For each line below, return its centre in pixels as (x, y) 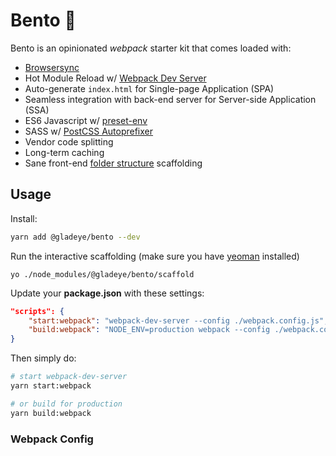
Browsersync (52, 67)
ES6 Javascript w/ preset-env (86, 120)
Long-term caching (64, 152)
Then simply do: (43, 358)
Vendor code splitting (69, 141)
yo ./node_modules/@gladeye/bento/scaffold (102, 274)
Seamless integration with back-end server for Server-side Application (170, 99)
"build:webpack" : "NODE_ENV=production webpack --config (149, 330)
